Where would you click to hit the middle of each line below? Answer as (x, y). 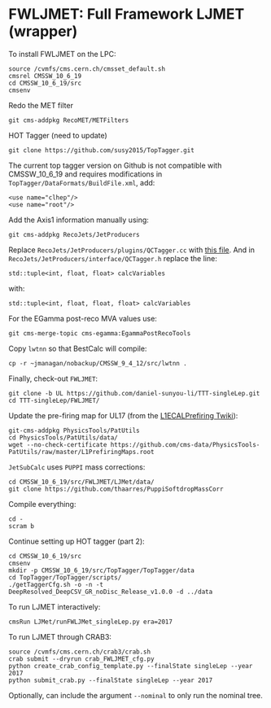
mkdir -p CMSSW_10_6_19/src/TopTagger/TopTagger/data (102, 570)
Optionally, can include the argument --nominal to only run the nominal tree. (135, 695)
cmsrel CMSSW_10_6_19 (45, 76)
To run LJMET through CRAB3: (60, 636)
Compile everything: (42, 504)
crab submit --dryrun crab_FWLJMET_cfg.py (81, 659)
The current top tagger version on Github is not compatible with (115, 165)
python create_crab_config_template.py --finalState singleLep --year (131, 666)
